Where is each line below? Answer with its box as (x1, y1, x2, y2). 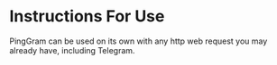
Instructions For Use (9, 6, 165, 27)
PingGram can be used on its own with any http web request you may (9, 36, 268, 46)
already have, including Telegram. (9, 45, 135, 55)
